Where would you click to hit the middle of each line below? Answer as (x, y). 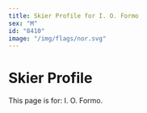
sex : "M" (23, 23)
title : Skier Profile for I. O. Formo (73, 16)
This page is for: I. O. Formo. (56, 101)
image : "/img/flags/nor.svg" (57, 38)
